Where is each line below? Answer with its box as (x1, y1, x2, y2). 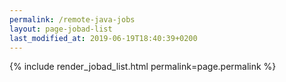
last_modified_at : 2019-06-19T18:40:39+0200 (9, 33, 198, 43)
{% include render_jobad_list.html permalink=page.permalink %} (9, 61, 277, 73)
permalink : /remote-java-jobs (9, 14, 136, 25)
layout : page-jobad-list (9, 24, 113, 34)
